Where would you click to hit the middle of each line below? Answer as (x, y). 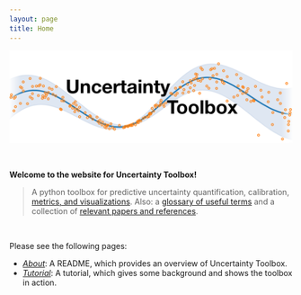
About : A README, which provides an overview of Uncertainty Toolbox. (155, 263)
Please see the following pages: (68, 246)
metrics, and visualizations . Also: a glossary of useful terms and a (153, 201)
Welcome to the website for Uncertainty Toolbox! (103, 174)
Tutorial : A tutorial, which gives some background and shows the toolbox (157, 273)
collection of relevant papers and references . (115, 210)
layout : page (34, 19)
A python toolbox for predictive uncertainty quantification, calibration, (160, 192)
